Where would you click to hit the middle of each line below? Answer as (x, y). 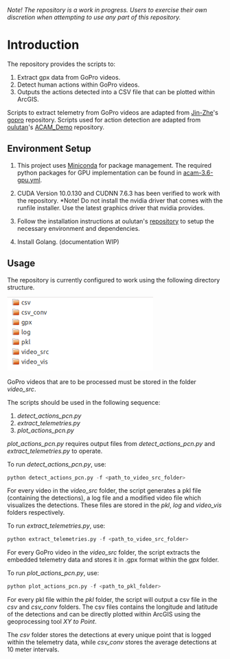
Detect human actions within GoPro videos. (78, 85)
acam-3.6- (198, 172)
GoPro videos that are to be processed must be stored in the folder (102, 381)
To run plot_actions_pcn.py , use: (53, 573)
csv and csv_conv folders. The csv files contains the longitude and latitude (113, 607)
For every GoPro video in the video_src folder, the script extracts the (104, 552)
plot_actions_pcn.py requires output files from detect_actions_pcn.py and (111, 443)
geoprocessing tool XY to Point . (52, 622)
